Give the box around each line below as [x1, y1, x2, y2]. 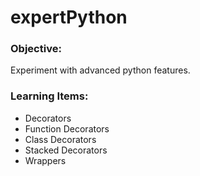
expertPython [10, 6, 128, 29]
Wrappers [24, 154, 67, 166]
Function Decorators [24, 122, 110, 135]
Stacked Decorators [24, 144, 108, 156]
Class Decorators [24, 133, 97, 145]
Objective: [10, 42, 62, 56]
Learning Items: [10, 89, 89, 103]
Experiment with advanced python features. [10, 64, 191, 76]
